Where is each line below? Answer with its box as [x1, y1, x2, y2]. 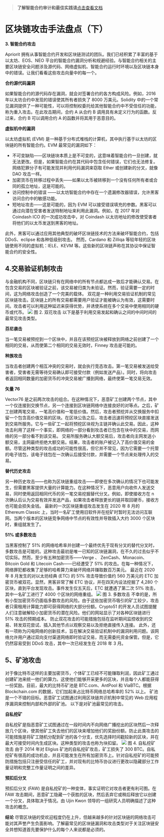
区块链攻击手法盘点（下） [5, 24, 108, 35]
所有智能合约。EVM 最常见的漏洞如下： [18, 142, 97, 148]
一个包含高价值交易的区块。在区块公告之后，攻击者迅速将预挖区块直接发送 [9, 415, 159, 420]
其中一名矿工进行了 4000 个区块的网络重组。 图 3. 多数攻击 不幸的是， [5, 591, 153, 597]
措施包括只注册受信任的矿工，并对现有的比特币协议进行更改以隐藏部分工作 [9, 758, 159, 764]
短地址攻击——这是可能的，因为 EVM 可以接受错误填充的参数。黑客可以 [12, 201, 157, 208]
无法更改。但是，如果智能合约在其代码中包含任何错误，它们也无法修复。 [12, 158, 158, 164]
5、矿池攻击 [5, 656, 41, 664]
